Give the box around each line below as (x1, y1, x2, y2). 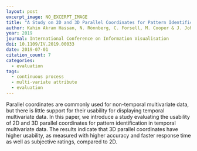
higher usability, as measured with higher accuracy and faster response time (6, 132, 191, 139)
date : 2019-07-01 (6, 47, 49, 53)
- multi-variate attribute (11, 80, 77, 85)
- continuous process (11, 74, 64, 80)
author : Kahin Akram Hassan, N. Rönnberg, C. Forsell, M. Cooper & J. (6, 25, 182, 31)
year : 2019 (6, 30, 33, 36)
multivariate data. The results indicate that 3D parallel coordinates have (6, 125, 179, 132)
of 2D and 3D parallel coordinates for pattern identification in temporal (6, 119, 176, 126)
